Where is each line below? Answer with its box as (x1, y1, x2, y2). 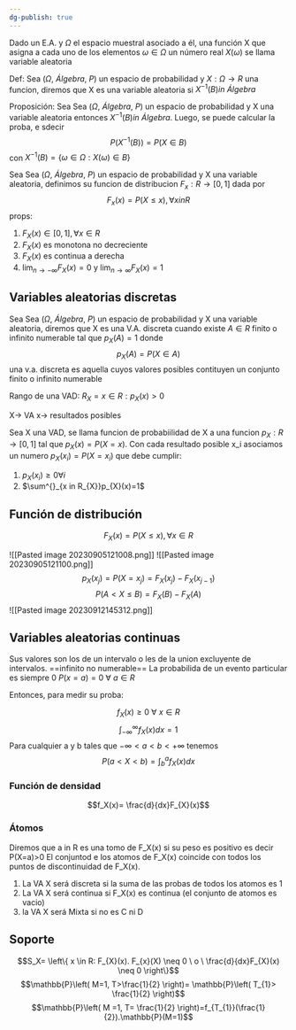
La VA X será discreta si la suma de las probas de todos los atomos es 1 (21, 878, 283, 888)
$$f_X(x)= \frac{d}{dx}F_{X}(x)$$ (87, 800, 210, 810)
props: (9, 210, 33, 221)
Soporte (9, 932, 55, 948)
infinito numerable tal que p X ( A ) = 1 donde (9, 332, 163, 345)
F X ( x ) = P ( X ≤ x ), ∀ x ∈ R (103, 530, 194, 543)
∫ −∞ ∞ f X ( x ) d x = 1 (118, 723, 178, 737)
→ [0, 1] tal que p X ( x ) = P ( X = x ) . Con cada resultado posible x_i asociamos (9, 439, 284, 452)
